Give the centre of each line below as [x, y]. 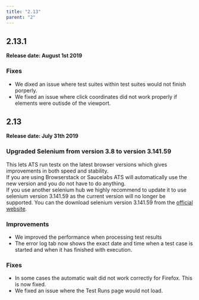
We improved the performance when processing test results [88, 237]
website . [17, 208]
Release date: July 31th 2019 [42, 136]
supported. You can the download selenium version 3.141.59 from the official [99, 202]
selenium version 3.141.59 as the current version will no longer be [86, 196]
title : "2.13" [24, 12]
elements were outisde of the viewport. [63, 103]
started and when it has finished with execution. [73, 250]
